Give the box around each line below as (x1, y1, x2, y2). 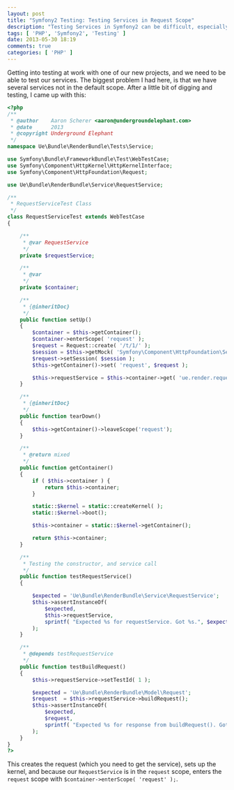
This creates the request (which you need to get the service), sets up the (7, 760, 217, 768)
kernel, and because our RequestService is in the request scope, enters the (7, 768, 222, 776)
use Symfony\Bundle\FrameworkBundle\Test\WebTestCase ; (7, 156, 170, 163)
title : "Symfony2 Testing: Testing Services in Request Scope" (7, 17, 195, 24)
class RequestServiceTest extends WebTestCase (7, 214, 145, 221)
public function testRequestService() (19, 573, 132, 580)
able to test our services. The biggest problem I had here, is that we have (7, 75, 217, 84)
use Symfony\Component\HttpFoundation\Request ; (7, 168, 148, 175)
